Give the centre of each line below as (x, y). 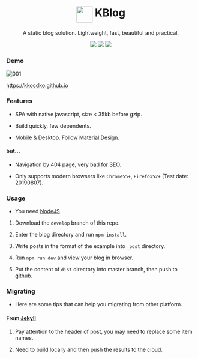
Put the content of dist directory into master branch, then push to (96, 270)
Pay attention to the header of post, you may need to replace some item (103, 331)
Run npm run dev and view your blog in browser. (74, 258)
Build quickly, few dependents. (53, 125)
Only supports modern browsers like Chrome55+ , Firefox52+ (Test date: (102, 176)
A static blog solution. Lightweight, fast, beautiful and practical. (101, 32)
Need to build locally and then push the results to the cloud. (89, 349)
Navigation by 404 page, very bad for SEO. (68, 164)
